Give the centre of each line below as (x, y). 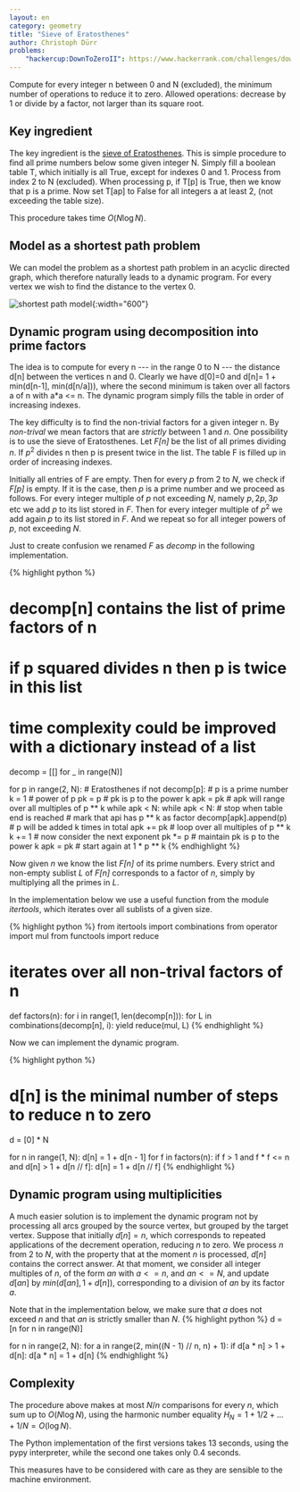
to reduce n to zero (80, 1115)
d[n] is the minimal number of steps (144, 1096)
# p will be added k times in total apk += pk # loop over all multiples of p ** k (150, 827)
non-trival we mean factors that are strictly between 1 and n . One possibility (149, 432)
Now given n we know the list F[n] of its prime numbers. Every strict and (142, 864)
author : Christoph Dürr (54, 42)
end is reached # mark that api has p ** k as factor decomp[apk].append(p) (148, 817)
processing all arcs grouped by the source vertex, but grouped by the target (149, 1226)
